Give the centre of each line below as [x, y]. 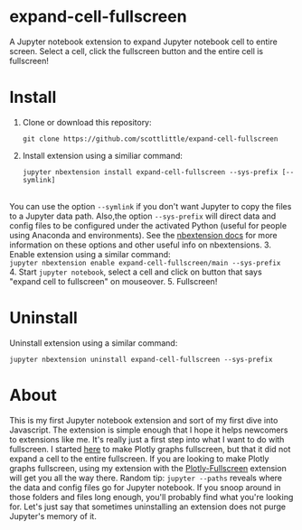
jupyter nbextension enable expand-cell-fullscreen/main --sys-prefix [145, 263]
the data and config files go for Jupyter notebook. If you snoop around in [145, 487]
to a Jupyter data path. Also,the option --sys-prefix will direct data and [143, 216]
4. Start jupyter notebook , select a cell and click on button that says [136, 272]
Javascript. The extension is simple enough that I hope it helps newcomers [149, 430]
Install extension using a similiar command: [103, 155]
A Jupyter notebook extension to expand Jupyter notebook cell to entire [143, 42]
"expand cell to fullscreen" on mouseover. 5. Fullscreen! [113, 281]
